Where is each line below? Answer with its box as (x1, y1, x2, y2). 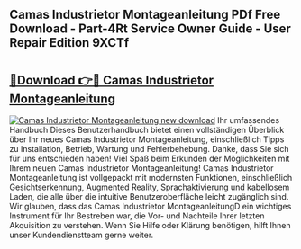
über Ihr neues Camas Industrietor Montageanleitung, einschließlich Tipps (9, 134, 285, 145)
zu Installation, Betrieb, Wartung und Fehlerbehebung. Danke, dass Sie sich (9, 144, 290, 154)
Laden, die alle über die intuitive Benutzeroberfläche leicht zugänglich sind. (9, 191, 289, 201)
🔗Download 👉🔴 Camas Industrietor (9, 72, 214, 88)
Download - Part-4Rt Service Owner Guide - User (9, 22, 291, 37)
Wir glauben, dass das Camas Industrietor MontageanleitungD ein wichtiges (9, 201, 292, 211)
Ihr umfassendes (217, 115, 280, 125)
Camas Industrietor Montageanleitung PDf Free (9, 7, 281, 22)
